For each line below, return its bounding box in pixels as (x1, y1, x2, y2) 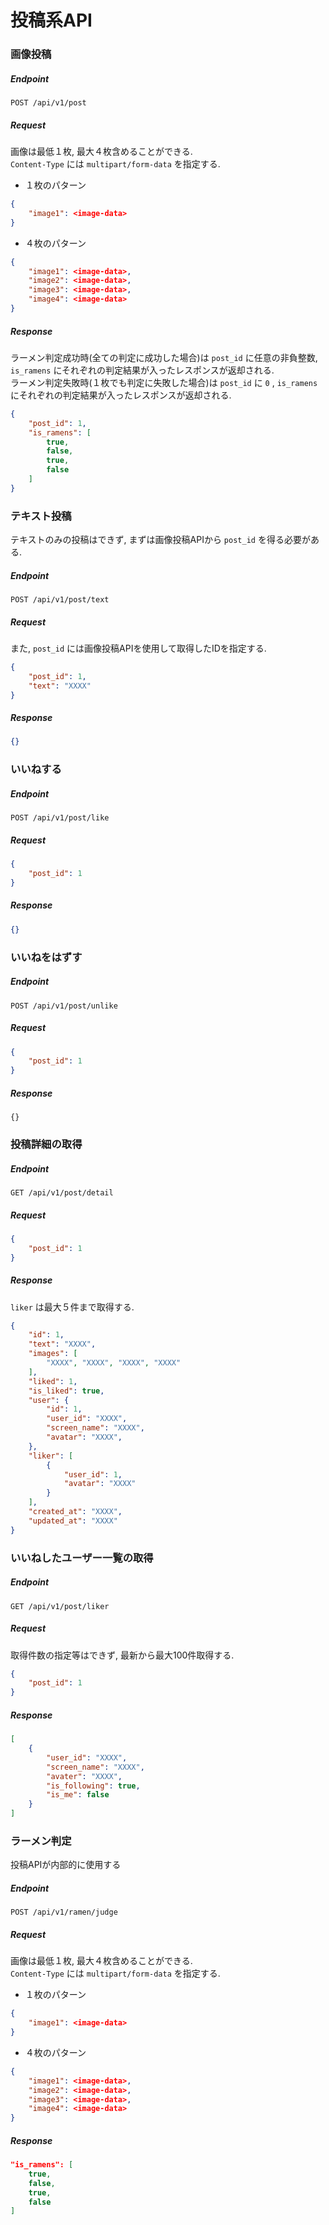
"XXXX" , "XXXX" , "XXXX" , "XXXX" (46, 1358, 182, 1368)
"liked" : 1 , (28, 1376, 78, 1386)
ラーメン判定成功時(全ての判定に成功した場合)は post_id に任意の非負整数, (10, 351, 318, 363)
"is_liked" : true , (28, 1386, 105, 1396)
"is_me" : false (46, 1790, 110, 1800)
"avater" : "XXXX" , (46, 1771, 123, 1781)
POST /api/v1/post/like (10, 813, 110, 823)
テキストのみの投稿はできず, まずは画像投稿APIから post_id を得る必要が (10, 534, 311, 546)
